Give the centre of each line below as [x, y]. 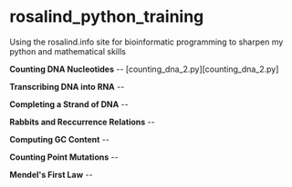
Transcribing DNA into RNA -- [67, 86]
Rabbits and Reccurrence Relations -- [82, 122]
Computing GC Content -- [59, 139]
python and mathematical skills [68, 51]
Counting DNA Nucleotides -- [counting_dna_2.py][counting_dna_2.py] [144, 69]
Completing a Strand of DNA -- [69, 104]
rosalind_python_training [107, 17]
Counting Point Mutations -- [64, 157]
